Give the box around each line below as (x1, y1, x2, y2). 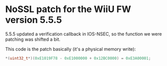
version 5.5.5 (5, 14, 62, 26)
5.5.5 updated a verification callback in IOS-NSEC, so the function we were (5, 31, 162, 37)
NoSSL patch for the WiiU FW (5, 4, 131, 15)
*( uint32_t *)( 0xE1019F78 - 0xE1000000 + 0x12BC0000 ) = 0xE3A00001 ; (5, 55, 151, 61)
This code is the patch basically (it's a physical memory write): (5, 46, 136, 52)
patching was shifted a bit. (5, 36, 61, 42)
